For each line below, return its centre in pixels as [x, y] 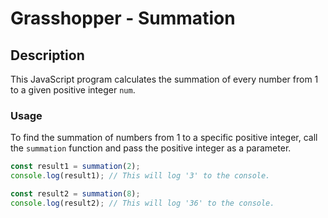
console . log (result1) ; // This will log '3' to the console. [140, 176]
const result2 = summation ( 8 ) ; [75, 194]
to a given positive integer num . [73, 90]
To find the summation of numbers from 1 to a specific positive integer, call [164, 138]
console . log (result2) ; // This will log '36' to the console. [142, 203]
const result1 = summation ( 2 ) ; [75, 167]
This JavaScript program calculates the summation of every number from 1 [164, 79]
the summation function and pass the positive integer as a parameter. [151, 148]
